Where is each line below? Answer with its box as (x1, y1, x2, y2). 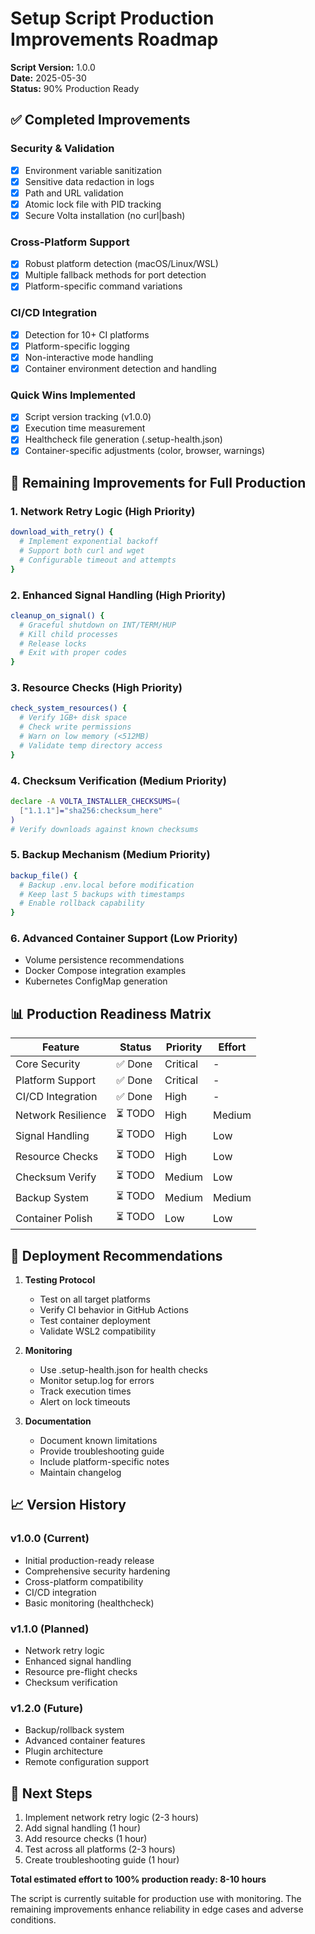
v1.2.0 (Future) (10, 1701, 84, 1715)
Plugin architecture (24, 1745, 103, 1757)
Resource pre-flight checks (24, 1666, 138, 1678)
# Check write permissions (19, 722, 132, 732)
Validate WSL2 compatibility (39, 1325, 156, 1337)
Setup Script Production (10, 7, 215, 30)
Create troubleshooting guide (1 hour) (24, 1854, 180, 1866)
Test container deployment (39, 1315, 151, 1327)
